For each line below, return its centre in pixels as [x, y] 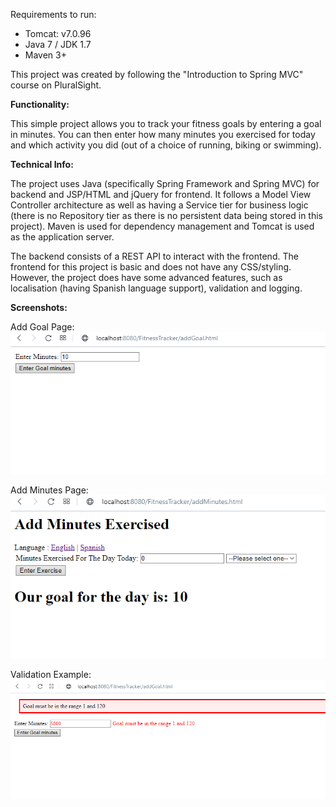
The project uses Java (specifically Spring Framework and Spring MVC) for [165, 183]
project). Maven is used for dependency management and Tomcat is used [162, 226]
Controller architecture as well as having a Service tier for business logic [159, 205]
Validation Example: [51, 674]
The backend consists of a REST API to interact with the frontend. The [154, 256]
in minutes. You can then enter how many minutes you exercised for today [163, 134]
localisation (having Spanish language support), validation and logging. [156, 288]
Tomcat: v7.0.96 [58, 33]
